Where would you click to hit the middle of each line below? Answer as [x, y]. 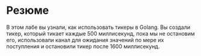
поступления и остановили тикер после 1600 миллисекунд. [83, 46]
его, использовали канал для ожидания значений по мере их [85, 40]
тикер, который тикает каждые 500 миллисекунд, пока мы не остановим [101, 33]
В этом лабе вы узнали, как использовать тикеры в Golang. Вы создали [98, 27]
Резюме [28, 11]
